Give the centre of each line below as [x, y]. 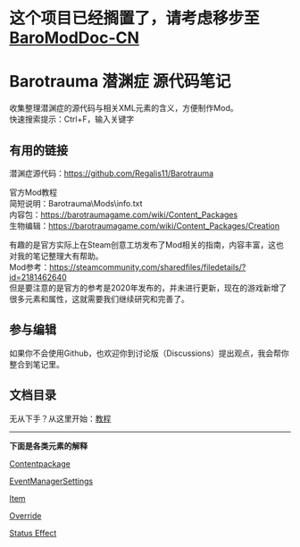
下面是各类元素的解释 [48, 446]
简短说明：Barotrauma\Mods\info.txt [76, 203]
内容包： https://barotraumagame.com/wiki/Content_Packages [124, 215]
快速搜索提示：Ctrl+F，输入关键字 [72, 119]
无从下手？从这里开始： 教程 [60, 418]
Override [25, 516]
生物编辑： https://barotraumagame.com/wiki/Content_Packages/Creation [145, 225]
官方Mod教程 [33, 192]
